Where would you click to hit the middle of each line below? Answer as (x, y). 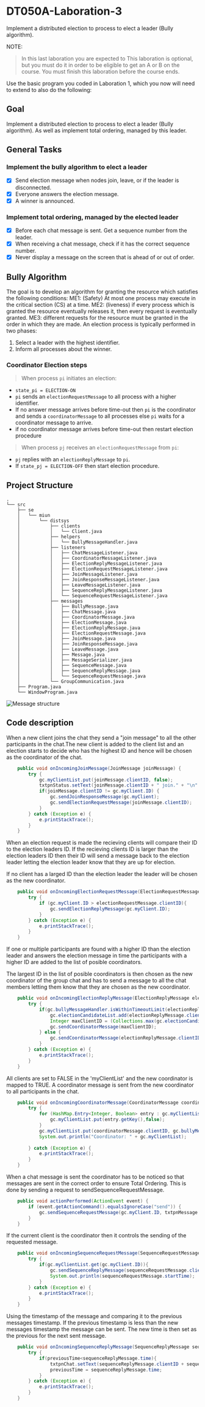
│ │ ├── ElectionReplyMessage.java (79, 628)
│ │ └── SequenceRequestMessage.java (82, 676)
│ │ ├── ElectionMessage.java (72, 623)
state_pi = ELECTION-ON (45, 391)
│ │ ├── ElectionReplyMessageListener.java (90, 564)
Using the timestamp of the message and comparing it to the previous (94, 1316)
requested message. (32, 1242)
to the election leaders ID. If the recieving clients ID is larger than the (92, 849)
